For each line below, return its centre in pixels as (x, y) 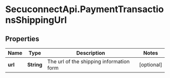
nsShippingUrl (36, 20)
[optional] (151, 65)
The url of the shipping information (89, 62)
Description (91, 53)
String (35, 65)
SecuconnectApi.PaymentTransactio (84, 9)
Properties (22, 39)
